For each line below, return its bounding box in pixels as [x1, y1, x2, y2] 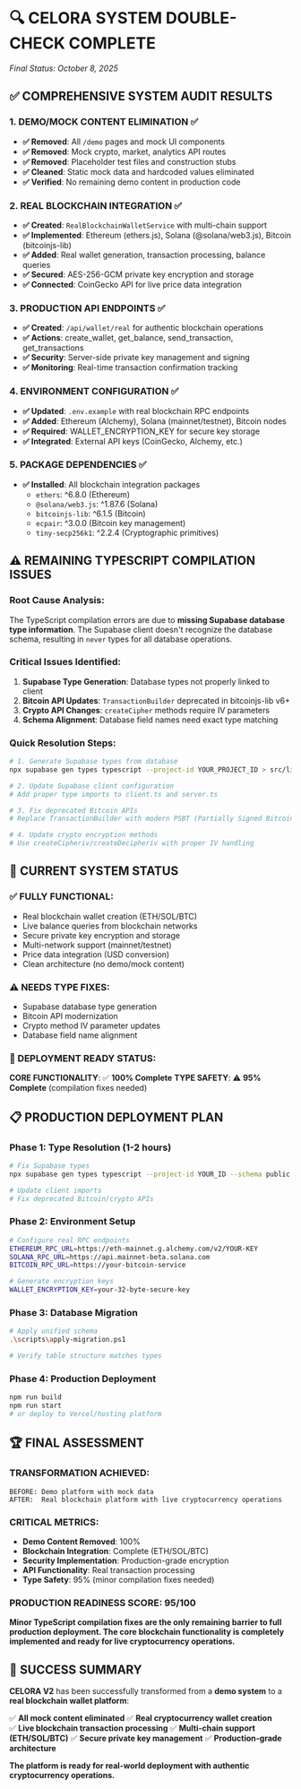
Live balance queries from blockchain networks [21, 920, 198, 931]
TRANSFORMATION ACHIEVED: [9, 1467, 150, 1480]
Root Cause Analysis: [9, 594, 105, 607]
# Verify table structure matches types [9, 1352, 163, 1361]
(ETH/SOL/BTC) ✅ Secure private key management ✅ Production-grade [9, 1733, 282, 1744]
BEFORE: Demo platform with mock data [9, 1487, 154, 1496]
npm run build [9, 1393, 63, 1402]
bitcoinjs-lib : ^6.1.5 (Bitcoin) [35, 508, 146, 519]
